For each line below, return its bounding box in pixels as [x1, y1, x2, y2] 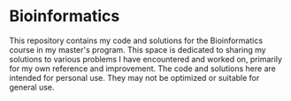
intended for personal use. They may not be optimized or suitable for [9, 72, 260, 83]
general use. [9, 82, 55, 92]
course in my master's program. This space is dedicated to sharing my [9, 44, 267, 54]
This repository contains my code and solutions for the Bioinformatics [9, 35, 264, 46]
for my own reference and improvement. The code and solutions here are [9, 63, 276, 74]
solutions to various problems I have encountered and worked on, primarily [9, 54, 283, 64]
